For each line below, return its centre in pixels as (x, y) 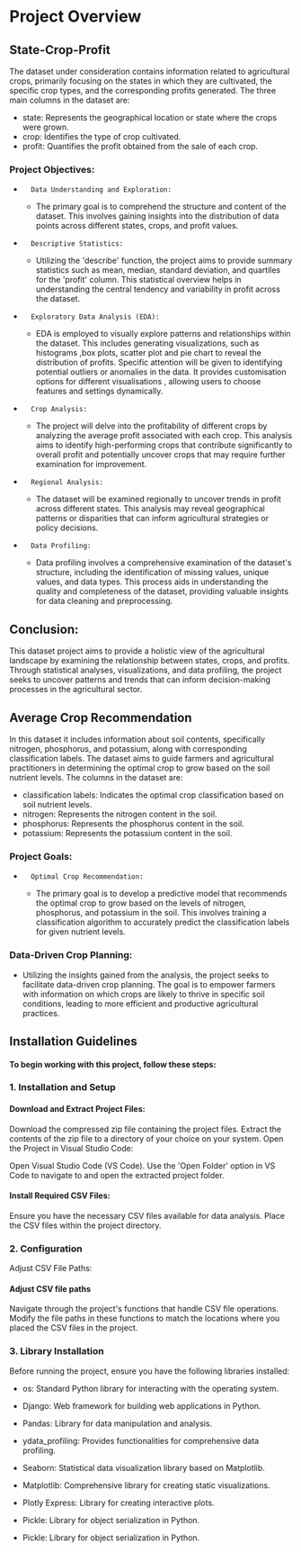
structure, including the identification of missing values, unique (152, 573)
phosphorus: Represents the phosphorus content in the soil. (133, 823)
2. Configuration (46, 1249)
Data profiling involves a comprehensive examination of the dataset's (164, 563)
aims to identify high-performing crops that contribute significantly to (164, 445)
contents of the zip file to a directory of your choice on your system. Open (146, 1138)
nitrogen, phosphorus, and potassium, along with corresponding (128, 748)
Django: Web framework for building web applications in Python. (142, 1405)
